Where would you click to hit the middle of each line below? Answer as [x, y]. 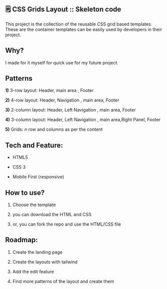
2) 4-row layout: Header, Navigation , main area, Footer [62, 100]
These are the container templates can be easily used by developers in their [83, 29]
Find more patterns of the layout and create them [63, 281]
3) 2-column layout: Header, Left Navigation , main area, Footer [71, 110]
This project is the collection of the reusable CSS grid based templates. [79, 24]
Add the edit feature [33, 271]
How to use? [25, 193]
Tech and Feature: [34, 145]
